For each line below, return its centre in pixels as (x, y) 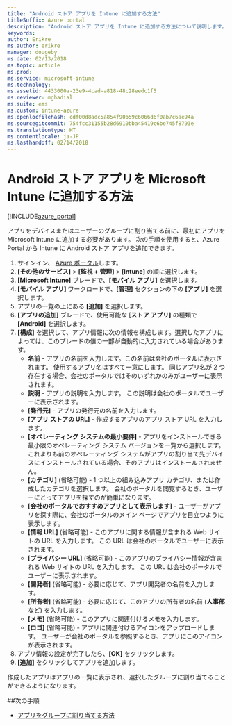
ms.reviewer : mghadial (40, 98)
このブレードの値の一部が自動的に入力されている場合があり (132, 341)
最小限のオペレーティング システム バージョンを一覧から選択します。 (126, 445)
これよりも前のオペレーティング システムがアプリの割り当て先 (116, 454)
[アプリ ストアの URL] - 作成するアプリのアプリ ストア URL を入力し (125, 419)
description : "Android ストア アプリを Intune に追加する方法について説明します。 (117, 26)
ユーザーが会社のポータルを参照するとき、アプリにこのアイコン (132, 636)
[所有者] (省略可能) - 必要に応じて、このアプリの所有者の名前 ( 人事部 (126, 602)
